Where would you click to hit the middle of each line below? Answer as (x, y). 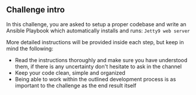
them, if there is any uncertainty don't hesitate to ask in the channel (98, 66)
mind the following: (30, 48)
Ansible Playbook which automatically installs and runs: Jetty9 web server (98, 30)
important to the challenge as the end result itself (76, 85)
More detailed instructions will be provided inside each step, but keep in (95, 42)
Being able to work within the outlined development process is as (95, 79)
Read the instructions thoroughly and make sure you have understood (101, 60)
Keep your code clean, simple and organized (70, 73)
